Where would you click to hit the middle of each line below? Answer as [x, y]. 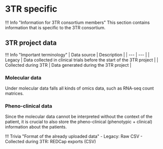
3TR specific [31, 9]
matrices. [15, 93]
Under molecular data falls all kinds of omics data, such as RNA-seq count [80, 88]
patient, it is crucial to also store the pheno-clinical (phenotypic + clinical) [79, 122]
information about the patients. [36, 127]
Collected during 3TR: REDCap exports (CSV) [51, 142]
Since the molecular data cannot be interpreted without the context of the [79, 117]
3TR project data [31, 43]
